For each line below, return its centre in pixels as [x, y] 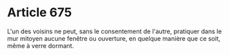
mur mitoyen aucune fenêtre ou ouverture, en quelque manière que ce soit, [114, 38]
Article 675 [40, 13]
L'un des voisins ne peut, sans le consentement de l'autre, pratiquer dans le [114, 31]
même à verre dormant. [41, 45]
